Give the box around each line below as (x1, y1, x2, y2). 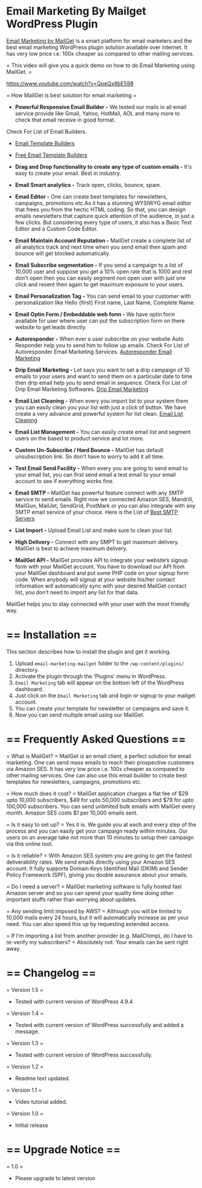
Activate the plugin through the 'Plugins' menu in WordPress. (14, 672, 167, 680)
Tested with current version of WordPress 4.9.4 (14, 997, 133, 1005)
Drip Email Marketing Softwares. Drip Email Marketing (14, 386, 149, 393)
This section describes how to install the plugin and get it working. (6, 648, 171, 655)
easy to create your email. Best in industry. (14, 169, 122, 177)
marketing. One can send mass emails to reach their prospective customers (6, 758, 194, 766)
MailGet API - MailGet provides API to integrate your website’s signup (14, 556, 188, 563)
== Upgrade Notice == (6, 1143, 121, 1157)
